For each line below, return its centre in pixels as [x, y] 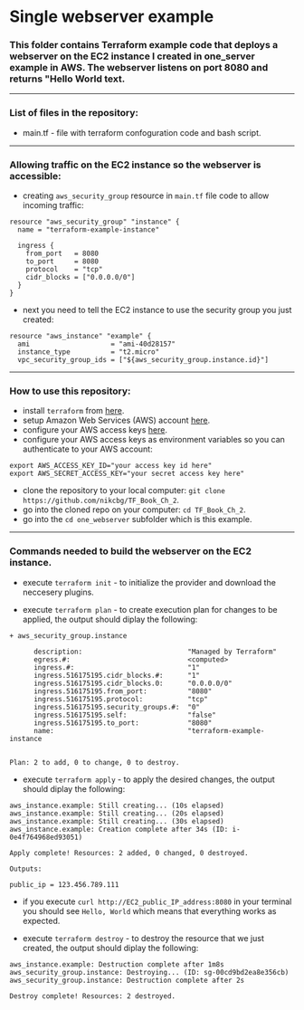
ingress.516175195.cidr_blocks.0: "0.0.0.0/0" [133, 683]
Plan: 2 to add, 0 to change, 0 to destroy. [95, 762]
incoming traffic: [53, 205]
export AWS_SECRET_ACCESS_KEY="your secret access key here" [127, 474]
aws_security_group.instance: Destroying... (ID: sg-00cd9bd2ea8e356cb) [149, 972]
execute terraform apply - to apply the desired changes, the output [149, 779]
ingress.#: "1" [117, 667]
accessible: [35, 176]
